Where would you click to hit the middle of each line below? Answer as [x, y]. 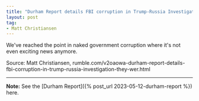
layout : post [22, 17]
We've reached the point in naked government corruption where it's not [93, 45]
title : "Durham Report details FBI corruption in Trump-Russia [86, 12]
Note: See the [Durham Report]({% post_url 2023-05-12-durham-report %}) [99, 86]
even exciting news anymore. [42, 52]
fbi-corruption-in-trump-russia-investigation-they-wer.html [78, 70]
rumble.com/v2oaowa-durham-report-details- [129, 63]
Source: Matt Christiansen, [39, 63]
